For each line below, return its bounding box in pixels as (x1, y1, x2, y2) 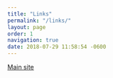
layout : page (7, 23, 46, 30)
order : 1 (7, 30, 33, 38)
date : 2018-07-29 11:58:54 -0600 (7, 43, 107, 50)
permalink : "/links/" (7, 17, 72, 24)
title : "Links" (7, 10, 53, 18)
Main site (7, 63, 34, 71)
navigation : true (7, 37, 59, 44)
